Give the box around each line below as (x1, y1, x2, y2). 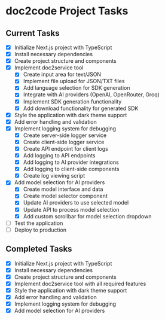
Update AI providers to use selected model (23, 199, 129, 206)
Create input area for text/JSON (23, 71, 102, 78)
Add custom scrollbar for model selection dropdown (23, 212, 152, 220)
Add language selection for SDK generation (23, 84, 130, 92)
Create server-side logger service (23, 132, 107, 139)
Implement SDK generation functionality (23, 97, 122, 105)
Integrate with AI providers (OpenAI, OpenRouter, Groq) (23, 91, 160, 98)
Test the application (14, 220, 63, 227)
